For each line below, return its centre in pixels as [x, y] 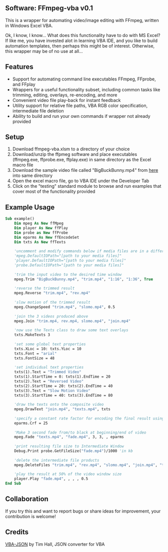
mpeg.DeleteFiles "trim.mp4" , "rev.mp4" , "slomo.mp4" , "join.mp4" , [86, 465]
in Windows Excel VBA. [29, 25]
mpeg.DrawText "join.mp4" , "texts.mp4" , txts [62, 409]
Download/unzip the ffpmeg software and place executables [75, 154]
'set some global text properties [50, 344]
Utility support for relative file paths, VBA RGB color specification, [80, 105]
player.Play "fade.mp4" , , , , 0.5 [51, 479]
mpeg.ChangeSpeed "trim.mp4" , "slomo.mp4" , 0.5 [64, 307]
